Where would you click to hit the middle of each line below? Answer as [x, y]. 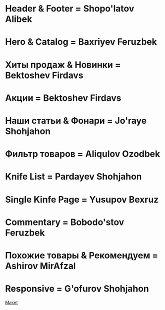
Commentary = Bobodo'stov [65, 222]
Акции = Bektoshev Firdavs [63, 98]
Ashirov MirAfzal [40, 266]
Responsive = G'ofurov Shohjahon [77, 289]
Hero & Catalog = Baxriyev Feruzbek [81, 42]
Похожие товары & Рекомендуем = [82, 255]
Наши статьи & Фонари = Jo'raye [76, 120]
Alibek [19, 19]
